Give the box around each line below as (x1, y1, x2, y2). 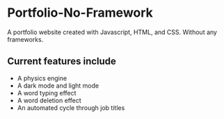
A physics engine (17, 74, 67, 82)
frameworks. (7, 35, 44, 43)
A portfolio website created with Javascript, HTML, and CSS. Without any (7, 28, 218, 36)
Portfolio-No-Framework (7, 5, 153, 21)
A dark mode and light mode (17, 81, 99, 90)
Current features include (7, 56, 117, 68)
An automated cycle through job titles (17, 103, 125, 112)
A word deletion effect (17, 96, 81, 104)
